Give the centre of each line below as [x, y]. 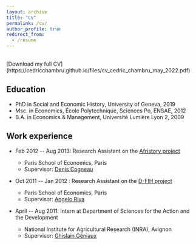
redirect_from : [25, 35]
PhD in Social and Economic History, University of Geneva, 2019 [95, 104]
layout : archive [27, 12]
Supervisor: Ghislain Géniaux [60, 235]
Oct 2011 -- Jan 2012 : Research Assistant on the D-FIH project [93, 181]
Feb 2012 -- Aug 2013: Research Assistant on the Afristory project [97, 151]
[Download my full [29, 64]
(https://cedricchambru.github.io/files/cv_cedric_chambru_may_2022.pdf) [98, 70]
